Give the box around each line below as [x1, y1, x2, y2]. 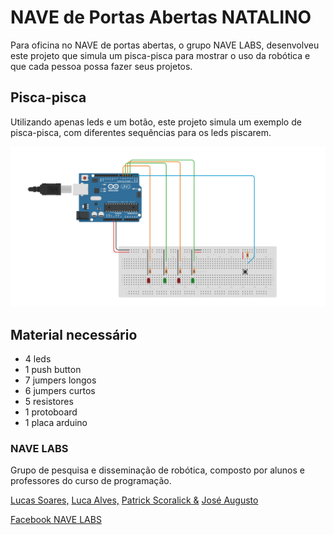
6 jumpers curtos [24, 384, 96, 396]
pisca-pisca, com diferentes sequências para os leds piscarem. [10, 126, 272, 138]
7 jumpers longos [24, 374, 97, 386]
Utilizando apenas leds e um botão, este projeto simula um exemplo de [10, 116, 302, 128]
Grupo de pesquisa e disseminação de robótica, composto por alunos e [10, 464, 305, 476]
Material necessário [10, 326, 138, 343]
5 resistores [24, 395, 74, 407]
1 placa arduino [24, 416, 88, 428]
